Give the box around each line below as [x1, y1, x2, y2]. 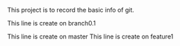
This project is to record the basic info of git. [7, 6, 134, 14]
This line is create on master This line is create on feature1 [7, 32, 174, 41]
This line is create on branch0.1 [7, 19, 96, 27]
